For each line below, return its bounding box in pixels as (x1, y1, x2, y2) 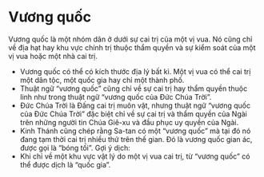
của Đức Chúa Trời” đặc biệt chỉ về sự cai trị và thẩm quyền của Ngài (19, 108, 248, 119)
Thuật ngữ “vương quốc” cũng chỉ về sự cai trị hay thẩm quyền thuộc (19, 84, 248, 93)
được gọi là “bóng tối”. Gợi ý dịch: (19, 143, 130, 152)
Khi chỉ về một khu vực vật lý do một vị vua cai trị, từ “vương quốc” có (19, 151, 250, 161)
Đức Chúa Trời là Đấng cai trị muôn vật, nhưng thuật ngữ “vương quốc (19, 100, 250, 110)
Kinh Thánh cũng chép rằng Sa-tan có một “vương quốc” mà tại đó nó (19, 126, 251, 136)
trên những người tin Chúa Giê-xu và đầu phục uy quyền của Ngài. (19, 117, 238, 127)
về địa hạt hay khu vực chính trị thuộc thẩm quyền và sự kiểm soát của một (8, 42, 256, 52)
